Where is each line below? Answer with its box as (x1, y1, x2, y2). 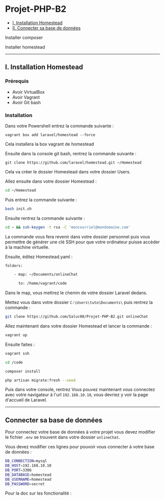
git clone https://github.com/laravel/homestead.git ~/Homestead (5, 160, 141, 165)
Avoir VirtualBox (12, 89, 45, 95)
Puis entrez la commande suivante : (5, 197, 78, 202)
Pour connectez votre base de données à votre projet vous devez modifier (5, 429, 156, 435)
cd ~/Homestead (5, 188, 36, 193)
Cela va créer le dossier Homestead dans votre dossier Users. (5, 168, 131, 174)
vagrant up (5, 333, 27, 338)
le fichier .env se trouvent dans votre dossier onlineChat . (5, 434, 120, 440)
